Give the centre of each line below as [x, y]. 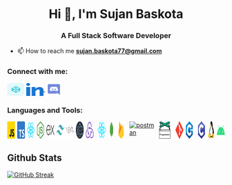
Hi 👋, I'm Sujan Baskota [116, 14]
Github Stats [35, 158]
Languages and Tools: [45, 110]
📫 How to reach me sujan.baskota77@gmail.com [89, 51]
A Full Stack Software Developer [116, 36]
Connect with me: [38, 72]
